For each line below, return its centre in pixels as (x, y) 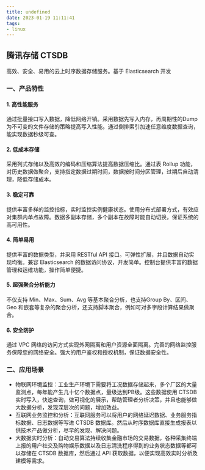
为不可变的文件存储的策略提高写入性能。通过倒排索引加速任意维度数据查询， (103, 127)
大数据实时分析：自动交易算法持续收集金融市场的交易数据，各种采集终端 (106, 438)
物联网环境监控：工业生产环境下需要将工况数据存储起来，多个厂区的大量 (106, 384)
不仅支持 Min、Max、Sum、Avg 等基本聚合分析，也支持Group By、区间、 (99, 299)
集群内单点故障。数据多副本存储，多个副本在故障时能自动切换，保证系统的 (105, 217)
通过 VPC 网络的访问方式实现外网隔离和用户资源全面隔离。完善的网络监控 (99, 345)
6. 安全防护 (20, 330)
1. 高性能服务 (22, 104)
